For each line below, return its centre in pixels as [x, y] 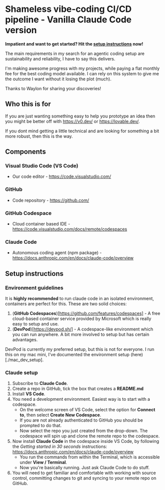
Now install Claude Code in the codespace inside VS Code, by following [86, 441]
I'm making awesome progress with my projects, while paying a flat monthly [82, 68]
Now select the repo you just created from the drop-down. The [84, 431]
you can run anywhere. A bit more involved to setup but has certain [81, 334]
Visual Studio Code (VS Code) [42, 166]
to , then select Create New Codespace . [60, 415]
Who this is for [28, 104]
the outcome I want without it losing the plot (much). [58, 79]
